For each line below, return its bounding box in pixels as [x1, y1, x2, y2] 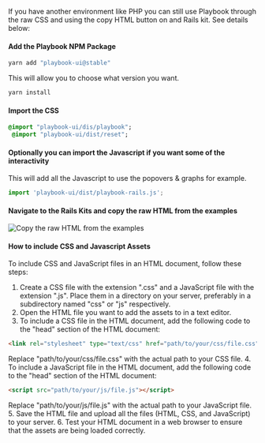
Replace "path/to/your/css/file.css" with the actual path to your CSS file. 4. [8, 355, 252, 364]
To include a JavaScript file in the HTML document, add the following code [8, 362, 252, 372]
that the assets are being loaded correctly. [8, 426, 146, 435]
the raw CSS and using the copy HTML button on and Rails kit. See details [8, 15, 248, 24]
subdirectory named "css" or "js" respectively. [19, 299, 171, 309]
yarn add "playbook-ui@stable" [8, 59, 111, 67]
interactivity [8, 156, 50, 165]
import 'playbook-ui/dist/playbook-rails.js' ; [8, 189, 164, 197]
